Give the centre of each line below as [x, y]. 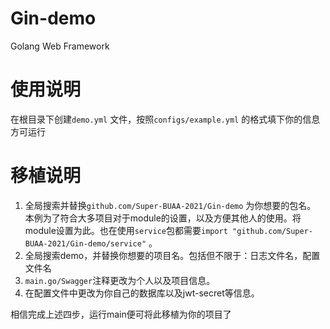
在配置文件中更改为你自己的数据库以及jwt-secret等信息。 [142, 293]
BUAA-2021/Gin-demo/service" [85, 243]
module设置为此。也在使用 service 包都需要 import [126, 230]
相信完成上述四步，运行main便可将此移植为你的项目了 [121, 314]
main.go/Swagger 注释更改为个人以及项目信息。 [120, 280]
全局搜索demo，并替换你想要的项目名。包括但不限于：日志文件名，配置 [172, 255]
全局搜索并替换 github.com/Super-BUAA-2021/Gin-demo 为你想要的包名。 [170, 205]
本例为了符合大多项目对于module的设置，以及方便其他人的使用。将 [163, 218]
